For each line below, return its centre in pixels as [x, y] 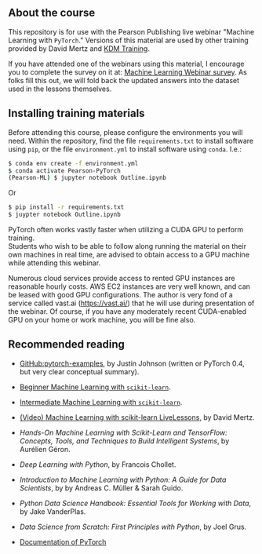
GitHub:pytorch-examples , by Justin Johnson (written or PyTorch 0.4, [132, 363]
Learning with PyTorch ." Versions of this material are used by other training [128, 40]
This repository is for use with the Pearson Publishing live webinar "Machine [131, 31]
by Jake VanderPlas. [53, 511]
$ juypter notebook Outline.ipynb [65, 215]
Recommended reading [67, 344]
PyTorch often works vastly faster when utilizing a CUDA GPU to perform [126, 230]
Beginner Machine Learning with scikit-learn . [95, 387]
